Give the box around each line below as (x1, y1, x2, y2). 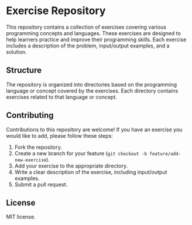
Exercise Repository (6, 4, 106, 18)
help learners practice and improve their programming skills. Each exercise (6, 36, 187, 43)
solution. (6, 48, 28, 55)
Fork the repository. (14, 144, 63, 151)
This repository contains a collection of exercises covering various (6, 23, 167, 30)
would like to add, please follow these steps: (6, 132, 113, 139)
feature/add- (149, 151, 181, 156)
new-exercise (14, 157, 47, 163)
